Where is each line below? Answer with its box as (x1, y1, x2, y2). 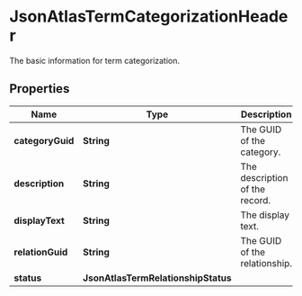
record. (240, 193, 271, 206)
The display (240, 209, 290, 221)
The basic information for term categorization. (9, 55, 181, 66)
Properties (9, 81, 70, 96)
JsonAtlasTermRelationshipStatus (82, 272, 232, 284)
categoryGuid (13, 134, 75, 147)
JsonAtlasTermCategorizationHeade (9, 6, 289, 27)
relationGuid (13, 246, 68, 258)
